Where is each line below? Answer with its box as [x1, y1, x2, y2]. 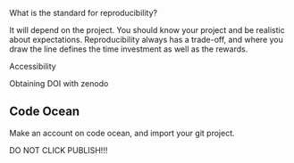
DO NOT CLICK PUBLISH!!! [9, 144, 108, 155]
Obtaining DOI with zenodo [9, 78, 109, 88]
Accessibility [9, 61, 56, 71]
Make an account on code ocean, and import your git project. [9, 127, 235, 138]
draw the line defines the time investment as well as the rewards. [9, 44, 248, 54]
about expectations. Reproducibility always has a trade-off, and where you [9, 35, 284, 45]
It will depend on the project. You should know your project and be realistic [9, 25, 285, 35]
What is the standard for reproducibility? [9, 8, 158, 18]
